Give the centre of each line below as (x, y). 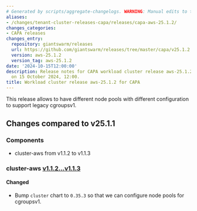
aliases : (17, 17)
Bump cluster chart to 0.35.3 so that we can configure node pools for (99, 195)
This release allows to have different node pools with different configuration (98, 99)
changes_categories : (31, 28)
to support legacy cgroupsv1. (41, 105)
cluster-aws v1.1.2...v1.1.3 (43, 168)
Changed (18, 182)
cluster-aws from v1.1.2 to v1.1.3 (52, 153)
